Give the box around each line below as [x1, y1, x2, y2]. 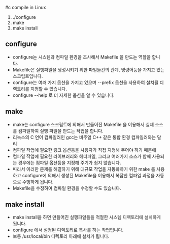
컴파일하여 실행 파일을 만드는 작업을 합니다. [18, 127, 104, 134]
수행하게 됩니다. [22, 178, 54, 185]
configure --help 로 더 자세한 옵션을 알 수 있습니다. [12, 92, 115, 98]
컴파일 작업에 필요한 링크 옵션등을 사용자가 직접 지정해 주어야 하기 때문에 [12, 147, 156, 153]
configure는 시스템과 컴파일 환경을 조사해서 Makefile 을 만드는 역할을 [12, 53, 151, 60]
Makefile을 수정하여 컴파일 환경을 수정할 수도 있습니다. [12, 185, 122, 191]
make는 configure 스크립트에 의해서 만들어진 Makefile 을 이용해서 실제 [12, 121, 154, 127]
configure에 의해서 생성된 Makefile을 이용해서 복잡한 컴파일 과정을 [22, 172, 155, 178]
